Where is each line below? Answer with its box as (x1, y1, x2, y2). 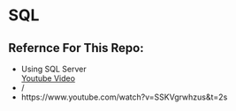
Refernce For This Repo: (8, 41, 144, 55)
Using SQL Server (20, 63, 87, 74)
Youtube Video (20, 73, 76, 84)
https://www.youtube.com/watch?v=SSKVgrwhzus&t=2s (20, 92, 228, 102)
